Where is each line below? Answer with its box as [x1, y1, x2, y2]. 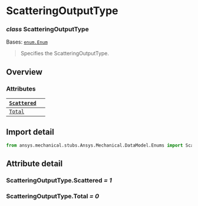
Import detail [6, 127, 54, 137]
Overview [6, 67, 43, 77]
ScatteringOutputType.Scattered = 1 [6, 177, 112, 185]
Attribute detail [6, 159, 63, 169]
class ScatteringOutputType [6, 25, 90, 34]
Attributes [6, 84, 36, 92]
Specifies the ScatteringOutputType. [20, 50, 110, 57]
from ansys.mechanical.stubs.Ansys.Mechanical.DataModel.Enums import [6, 142, 183, 148]
